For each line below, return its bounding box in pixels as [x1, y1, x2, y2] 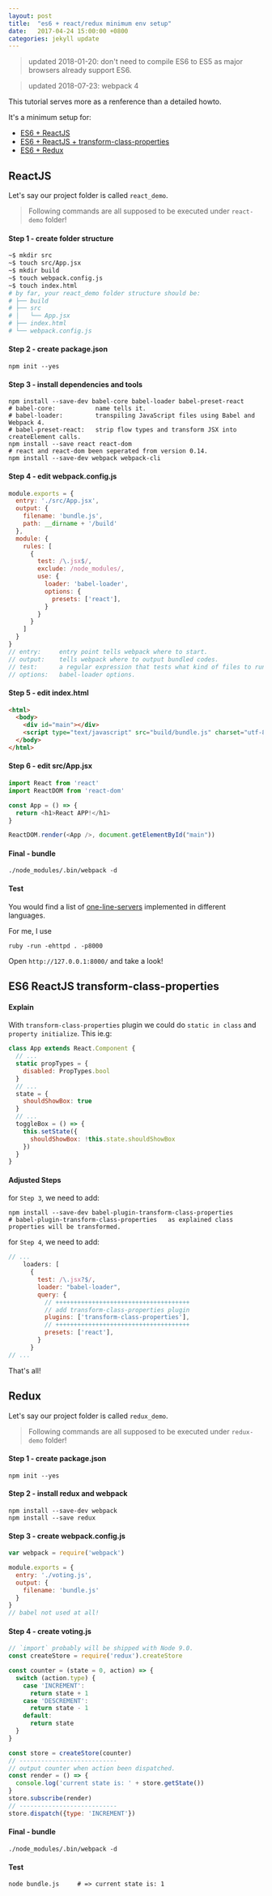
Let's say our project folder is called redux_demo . [8, 1411, 168, 1421]
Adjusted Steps [8, 1175, 62, 1184]
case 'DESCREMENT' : [23, 1696, 89, 1705]
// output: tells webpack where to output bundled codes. [8, 655, 219, 664]
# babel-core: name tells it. [8, 405, 147, 413]
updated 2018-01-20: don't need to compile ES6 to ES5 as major [28, 57, 243, 67]
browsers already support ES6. [28, 66, 132, 75]
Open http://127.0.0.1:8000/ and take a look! [8, 956, 164, 965]
